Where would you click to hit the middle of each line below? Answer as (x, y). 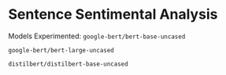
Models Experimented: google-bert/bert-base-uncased (97, 36)
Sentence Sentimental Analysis (113, 14)
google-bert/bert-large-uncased (61, 50)
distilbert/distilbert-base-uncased (68, 64)
